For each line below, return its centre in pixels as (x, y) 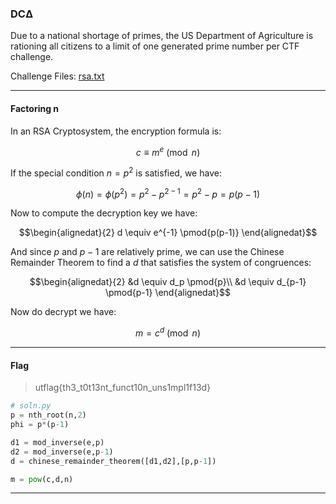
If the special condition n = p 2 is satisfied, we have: (116, 172)
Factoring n (35, 108)
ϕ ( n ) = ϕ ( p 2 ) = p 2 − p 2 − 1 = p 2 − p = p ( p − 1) (168, 193)
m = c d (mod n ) (168, 332)
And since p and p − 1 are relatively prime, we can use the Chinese (147, 252)
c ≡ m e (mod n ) (168, 151)
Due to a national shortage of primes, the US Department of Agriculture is (162, 36)
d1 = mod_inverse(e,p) (57, 442)
